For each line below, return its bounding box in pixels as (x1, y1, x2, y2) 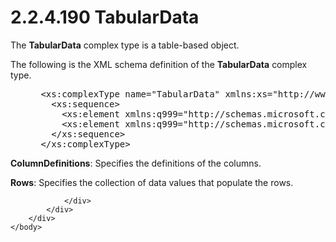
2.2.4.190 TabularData (10, 6, 200, 29)
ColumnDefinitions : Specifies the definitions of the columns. (10, 157, 262, 169)
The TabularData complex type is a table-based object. (10, 39, 240, 51)
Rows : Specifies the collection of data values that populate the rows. (10, 176, 294, 188)
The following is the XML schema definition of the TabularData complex (10, 58, 308, 70)
